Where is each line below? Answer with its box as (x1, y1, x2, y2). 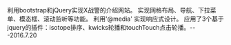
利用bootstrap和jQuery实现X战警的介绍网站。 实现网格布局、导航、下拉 (7, 6, 210, 14)
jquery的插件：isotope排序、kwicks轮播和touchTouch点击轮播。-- (7, 24, 196, 31)
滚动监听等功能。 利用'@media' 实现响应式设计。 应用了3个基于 (43, 15, 224, 23)
